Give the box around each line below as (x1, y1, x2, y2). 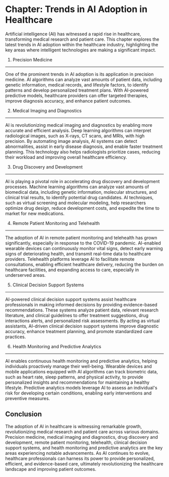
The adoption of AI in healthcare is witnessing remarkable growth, (5, 423, 142, 429)
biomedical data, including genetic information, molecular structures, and (5, 189, 157, 195)
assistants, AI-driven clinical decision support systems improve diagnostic (5, 323, 159, 329)
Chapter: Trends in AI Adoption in (5, 4, 147, 15)
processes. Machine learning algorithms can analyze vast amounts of (5, 184, 149, 190)
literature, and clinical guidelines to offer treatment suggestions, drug (5, 312, 149, 318)
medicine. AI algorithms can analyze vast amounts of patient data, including (5, 76, 162, 83)
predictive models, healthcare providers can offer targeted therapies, (5, 92, 148, 99)
